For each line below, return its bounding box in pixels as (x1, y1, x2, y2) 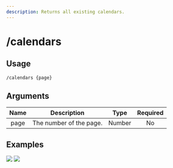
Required (137, 109, 164, 117)
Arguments (6, 91, 50, 101)
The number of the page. (32, 119, 103, 127)
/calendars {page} (6, 75, 52, 81)
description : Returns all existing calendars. (6, 8, 125, 15)
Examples (6, 139, 44, 149)
